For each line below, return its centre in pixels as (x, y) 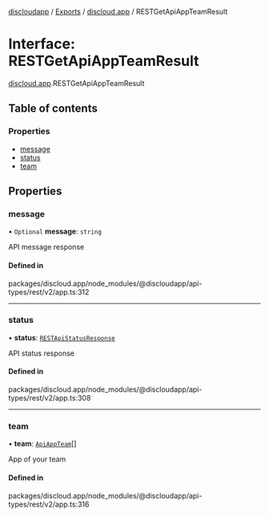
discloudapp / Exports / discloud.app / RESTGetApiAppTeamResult (118, 12)
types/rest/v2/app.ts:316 (49, 504)
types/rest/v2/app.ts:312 (49, 291)
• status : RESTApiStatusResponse (62, 337)
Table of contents (53, 109)
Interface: (42, 44)
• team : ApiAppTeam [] (42, 444)
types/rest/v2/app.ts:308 (50, 398)
